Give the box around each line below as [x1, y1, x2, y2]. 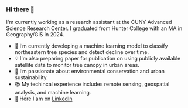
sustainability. [14, 74, 48, 81]
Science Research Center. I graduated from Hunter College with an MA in [6, 25, 183, 32]
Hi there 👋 [6, 5, 35, 14]
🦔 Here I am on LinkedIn [14, 95, 73, 102]
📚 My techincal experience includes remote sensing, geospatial [14, 80, 170, 87]
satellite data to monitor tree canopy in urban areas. [14, 62, 139, 69]
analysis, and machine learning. [14, 89, 91, 96]
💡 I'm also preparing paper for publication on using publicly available [14, 55, 181, 62]
